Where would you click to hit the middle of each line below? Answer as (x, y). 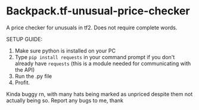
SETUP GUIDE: (24, 39)
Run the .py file (33, 76)
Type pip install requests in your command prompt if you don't (95, 57)
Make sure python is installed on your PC (65, 51)
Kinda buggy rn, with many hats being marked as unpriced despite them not (99, 94)
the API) (25, 69)
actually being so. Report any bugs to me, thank (65, 100)
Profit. (22, 82)
